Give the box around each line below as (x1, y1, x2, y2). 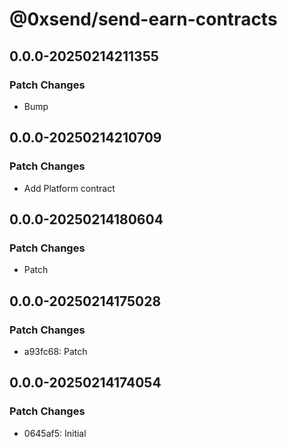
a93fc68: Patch (23, 345, 88, 357)
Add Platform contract (23, 182, 116, 194)
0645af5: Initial (23, 427, 87, 439)
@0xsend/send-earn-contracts (9, 8, 278, 31)
